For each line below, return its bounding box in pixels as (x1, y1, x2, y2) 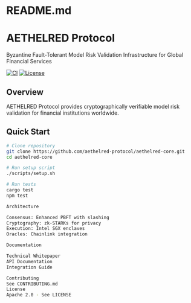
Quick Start (6, 127, 50, 137)
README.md (6, 4, 72, 18)
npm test (6, 193, 28, 199)
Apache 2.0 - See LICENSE (6, 292, 71, 298)
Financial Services (6, 58, 53, 65)
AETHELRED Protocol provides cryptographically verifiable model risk (6, 103, 180, 110)
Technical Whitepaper (6, 253, 61, 259)
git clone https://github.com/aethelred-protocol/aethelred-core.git (6, 148, 186, 155)
